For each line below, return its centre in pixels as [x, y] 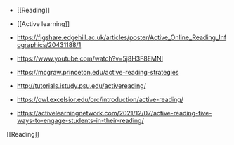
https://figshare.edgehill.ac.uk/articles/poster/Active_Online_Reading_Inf [121, 37]
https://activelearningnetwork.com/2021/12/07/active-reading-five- [114, 113]
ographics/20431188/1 [49, 45]
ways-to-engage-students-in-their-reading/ [80, 120]
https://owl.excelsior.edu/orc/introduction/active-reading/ [100, 99]
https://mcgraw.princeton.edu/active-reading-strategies [98, 72]
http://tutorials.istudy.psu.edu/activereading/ [82, 86]
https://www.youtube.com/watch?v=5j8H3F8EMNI [90, 58]
